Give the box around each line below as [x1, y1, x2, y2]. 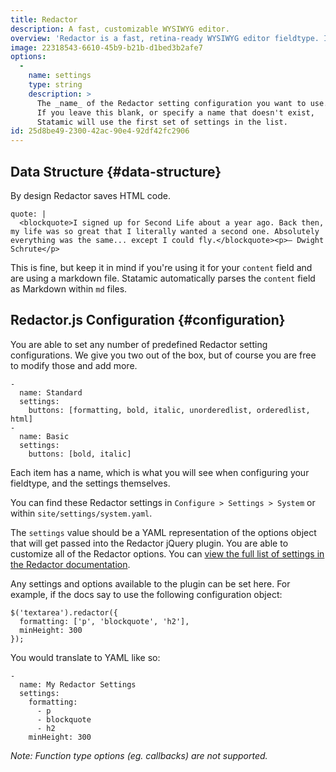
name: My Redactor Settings [19, 679, 137, 690]
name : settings [28, 71, 92, 81]
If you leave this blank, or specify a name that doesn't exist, [36, 107, 315, 118]
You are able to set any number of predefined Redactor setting [10, 338, 268, 350]
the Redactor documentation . [10, 558, 131, 570]
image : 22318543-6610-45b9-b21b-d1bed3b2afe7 [10, 42, 203, 53]
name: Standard [19, 387, 83, 398]
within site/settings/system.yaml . [10, 507, 153, 519]
